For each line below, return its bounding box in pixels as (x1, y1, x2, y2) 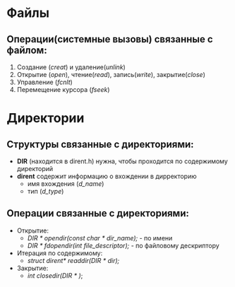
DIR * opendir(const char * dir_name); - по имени (27, 233, 173, 242)
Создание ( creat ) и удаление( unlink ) (16, 63, 126, 71)
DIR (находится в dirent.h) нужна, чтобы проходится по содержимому (16, 157, 229, 165)
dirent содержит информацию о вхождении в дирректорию (16, 172, 197, 180)
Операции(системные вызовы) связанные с (6, 33, 213, 45)
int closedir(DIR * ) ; (27, 271, 83, 280)
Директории (6, 110, 85, 127)
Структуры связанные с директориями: (6, 138, 195, 150)
